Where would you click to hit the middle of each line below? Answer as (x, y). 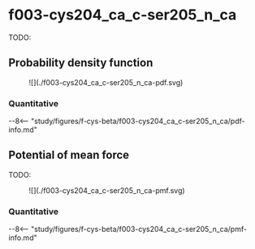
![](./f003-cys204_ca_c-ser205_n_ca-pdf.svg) (106, 82)
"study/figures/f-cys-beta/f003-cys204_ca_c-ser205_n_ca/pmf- (139, 230)
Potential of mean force (69, 155)
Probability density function (81, 63)
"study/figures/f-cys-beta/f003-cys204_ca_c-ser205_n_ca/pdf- (138, 121)
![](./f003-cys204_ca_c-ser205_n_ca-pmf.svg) (107, 190)
